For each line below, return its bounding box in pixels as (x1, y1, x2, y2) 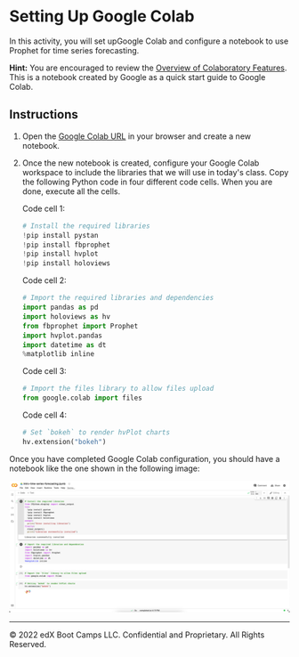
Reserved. (9, 639, 47, 649)
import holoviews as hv (21, 312, 111, 321)
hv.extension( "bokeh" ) (21, 437, 107, 446)
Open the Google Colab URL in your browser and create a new (21, 131, 252, 142)
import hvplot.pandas (21, 331, 102, 340)
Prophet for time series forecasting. (9, 45, 140, 55)
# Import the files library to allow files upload (21, 385, 214, 393)
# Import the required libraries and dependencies (21, 294, 214, 303)
